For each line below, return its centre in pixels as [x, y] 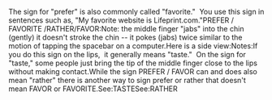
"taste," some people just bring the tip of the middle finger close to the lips [133, 63]
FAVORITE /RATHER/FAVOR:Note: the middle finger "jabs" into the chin [126, 29]
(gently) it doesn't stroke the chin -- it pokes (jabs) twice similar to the [125, 37]
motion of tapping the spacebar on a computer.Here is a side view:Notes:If [133, 46]
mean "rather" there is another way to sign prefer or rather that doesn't [127, 80]
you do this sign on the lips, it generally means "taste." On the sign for [127, 54]
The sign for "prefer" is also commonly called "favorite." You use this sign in [136, 12]
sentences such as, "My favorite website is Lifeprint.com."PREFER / [121, 20]
